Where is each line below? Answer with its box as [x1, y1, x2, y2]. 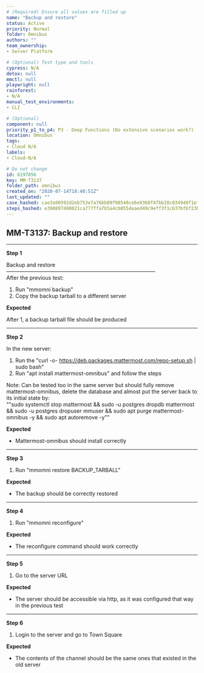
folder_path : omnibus [6, 183, 61, 189]
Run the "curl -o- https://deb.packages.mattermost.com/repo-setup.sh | [15, 357, 196, 364]
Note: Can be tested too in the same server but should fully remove [6, 382, 175, 389]
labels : [6, 149, 26, 155]
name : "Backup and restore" [6, 15, 78, 21]
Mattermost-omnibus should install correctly [15, 438, 126, 445]
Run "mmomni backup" [15, 286, 74, 293]
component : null [6, 121, 47, 127]
